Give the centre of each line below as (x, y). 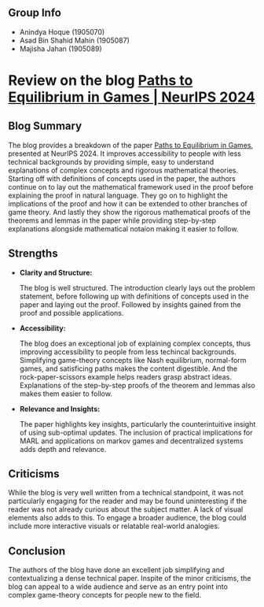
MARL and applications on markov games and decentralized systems (131, 441)
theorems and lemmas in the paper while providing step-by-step (112, 220)
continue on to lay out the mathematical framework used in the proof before (131, 187)
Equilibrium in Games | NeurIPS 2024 (132, 97)
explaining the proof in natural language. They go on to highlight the (118, 195)
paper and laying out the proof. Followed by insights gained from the (130, 304)
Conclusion (37, 551)
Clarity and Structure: (56, 272)
